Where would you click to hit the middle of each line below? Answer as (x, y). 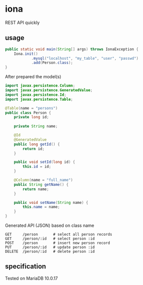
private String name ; (36, 126)
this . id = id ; (37, 167)
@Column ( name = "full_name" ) (43, 180)
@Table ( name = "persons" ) (31, 108)
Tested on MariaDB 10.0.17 (31, 278)
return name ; (36, 189)
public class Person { (28, 113)
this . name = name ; (41, 207)
